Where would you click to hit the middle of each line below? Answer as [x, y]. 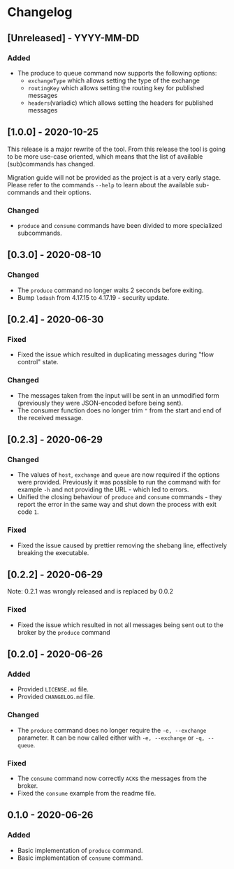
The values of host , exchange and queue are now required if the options [118, 475]
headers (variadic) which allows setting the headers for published [120, 103]
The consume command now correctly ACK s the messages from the [112, 778]
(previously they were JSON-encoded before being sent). [100, 403]
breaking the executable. [53, 552]
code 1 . [28, 512]
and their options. [66, 192]
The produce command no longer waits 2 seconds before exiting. [110, 290]
